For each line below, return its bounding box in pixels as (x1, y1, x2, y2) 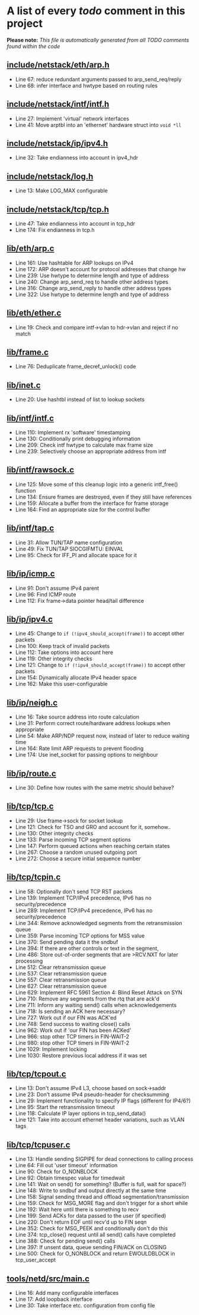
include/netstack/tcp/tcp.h (7, 204, 109, 214)
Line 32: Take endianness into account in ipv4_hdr (15, 154, 139, 161)
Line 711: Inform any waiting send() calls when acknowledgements (15, 1001, 177, 1008)
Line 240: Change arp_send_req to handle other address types (15, 278, 168, 285)
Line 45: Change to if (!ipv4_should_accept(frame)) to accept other (15, 630, 185, 637)
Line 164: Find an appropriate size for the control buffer (15, 506, 150, 513)
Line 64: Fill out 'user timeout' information (15, 1162, 118, 1169)
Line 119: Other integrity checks (15, 655, 92, 662)
